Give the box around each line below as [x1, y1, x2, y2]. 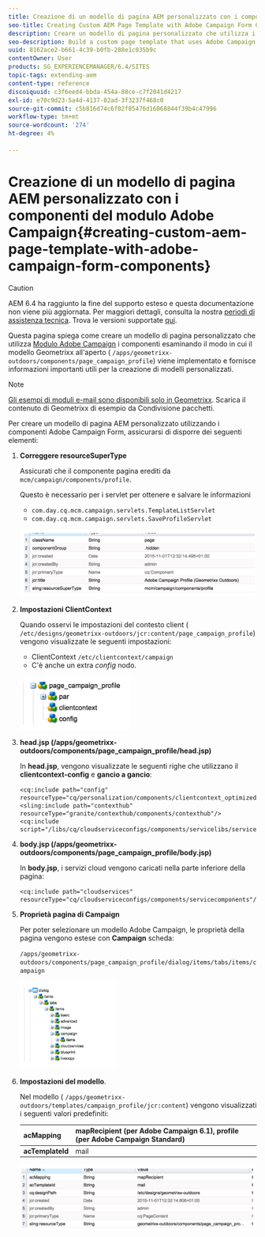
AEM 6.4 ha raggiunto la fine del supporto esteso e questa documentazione [8, 298, 254, 308]
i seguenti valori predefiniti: [19, 1108, 109, 1118]
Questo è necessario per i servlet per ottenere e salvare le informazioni [19, 490, 251, 499]
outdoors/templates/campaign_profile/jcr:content [19, 1102, 187, 1110]
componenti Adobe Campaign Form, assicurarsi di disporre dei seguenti [8, 427, 242, 437]
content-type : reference [8, 79, 90, 87]
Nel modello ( [19, 1091, 64, 1101]
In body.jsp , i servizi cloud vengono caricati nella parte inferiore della [19, 863, 246, 872]
